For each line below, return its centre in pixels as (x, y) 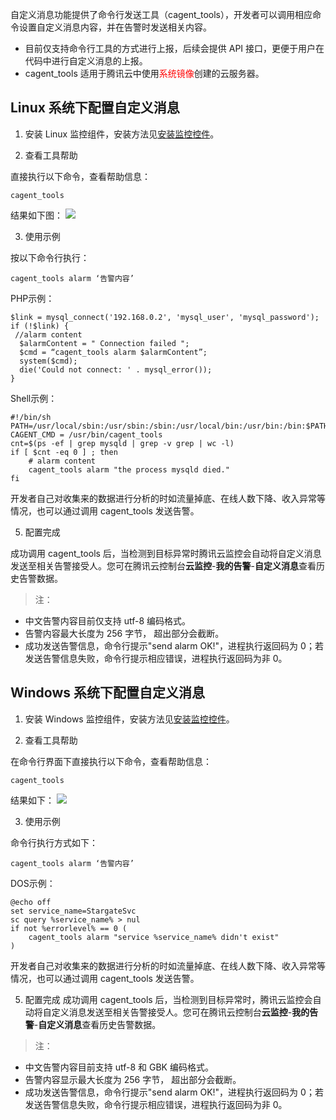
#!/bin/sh (31, 417)
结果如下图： (36, 215)
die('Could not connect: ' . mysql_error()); (116, 369)
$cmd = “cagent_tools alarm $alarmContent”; (113, 352)
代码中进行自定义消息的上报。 (86, 61)
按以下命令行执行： (50, 257)
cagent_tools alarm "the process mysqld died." (129, 469)
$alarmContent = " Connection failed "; (104, 343)
